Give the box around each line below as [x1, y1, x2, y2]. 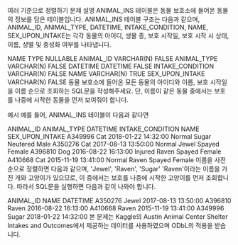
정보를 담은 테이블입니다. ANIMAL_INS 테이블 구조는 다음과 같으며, [14, 15, 200, 23]
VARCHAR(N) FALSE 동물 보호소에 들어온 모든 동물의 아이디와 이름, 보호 [7, 78, 209, 86]
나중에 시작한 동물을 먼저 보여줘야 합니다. [14, 96, 129, 104]
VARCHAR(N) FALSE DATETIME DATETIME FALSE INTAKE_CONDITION [7, 62, 215, 70]
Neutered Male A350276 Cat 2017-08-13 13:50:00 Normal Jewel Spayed [7, 140, 220, 148]
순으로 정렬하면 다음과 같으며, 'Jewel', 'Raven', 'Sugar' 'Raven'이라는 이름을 [7, 165, 220, 173]
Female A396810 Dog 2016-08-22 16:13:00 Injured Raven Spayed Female [7, 147, 222, 156]
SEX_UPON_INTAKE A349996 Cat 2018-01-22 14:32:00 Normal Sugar [7, 132, 212, 140]
